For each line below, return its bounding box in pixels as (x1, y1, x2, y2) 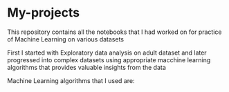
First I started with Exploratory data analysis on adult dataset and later (7, 48, 207, 57)
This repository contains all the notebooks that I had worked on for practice (7, 28, 222, 36)
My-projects (7, 5, 80, 21)
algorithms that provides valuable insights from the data (7, 63, 166, 71)
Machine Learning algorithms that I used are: (7, 76, 135, 84)
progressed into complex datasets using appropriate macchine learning (7, 55, 211, 64)
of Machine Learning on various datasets (7, 35, 125, 43)
